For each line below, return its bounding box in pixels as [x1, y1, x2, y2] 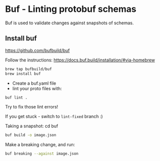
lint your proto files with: [12, 85, 62, 91]
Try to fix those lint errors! [5, 104, 58, 110]
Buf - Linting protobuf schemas [5, 3, 137, 15]
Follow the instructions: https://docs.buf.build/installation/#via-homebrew [5, 57, 155, 63]
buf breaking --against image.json [5, 151, 79, 157]
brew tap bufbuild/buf [5, 66, 52, 71]
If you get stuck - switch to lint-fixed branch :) [5, 113, 103, 119]
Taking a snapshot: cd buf [5, 123, 58, 129]
